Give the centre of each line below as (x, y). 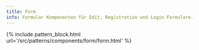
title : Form (21, 12)
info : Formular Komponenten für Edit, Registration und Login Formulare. (100, 17)
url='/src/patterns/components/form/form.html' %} (69, 40)
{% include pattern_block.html (43, 34)
